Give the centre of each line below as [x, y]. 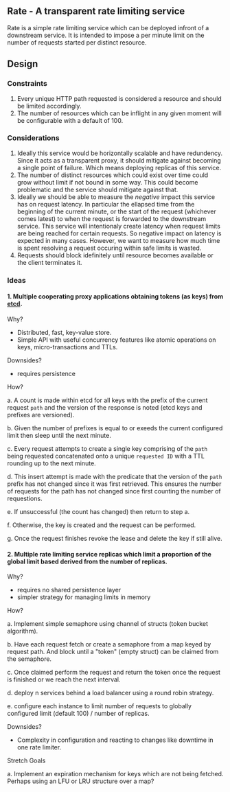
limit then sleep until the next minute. [59, 435]
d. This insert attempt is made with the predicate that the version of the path [115, 476]
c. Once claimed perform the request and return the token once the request [114, 673]
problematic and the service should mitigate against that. [97, 189]
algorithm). [23, 631]
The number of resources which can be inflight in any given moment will [119, 113]
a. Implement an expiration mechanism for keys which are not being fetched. [115, 774]
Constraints [27, 84]
